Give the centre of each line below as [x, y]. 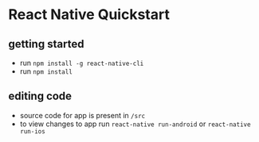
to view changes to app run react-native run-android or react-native [135, 124]
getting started [46, 44]
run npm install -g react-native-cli [82, 63]
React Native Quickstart [89, 15]
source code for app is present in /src [82, 115]
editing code [40, 96]
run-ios [32, 131]
